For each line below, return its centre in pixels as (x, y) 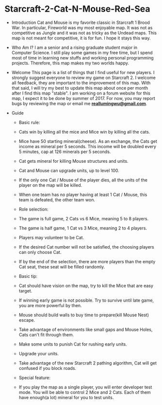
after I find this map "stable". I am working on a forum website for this (81, 93)
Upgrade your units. (39, 353)
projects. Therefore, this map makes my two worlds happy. (70, 63)
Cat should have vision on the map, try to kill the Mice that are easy (86, 286)
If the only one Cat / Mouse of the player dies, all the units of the (83, 180)
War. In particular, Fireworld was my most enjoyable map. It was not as (82, 27)
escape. (27, 320)
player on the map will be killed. (50, 185)
